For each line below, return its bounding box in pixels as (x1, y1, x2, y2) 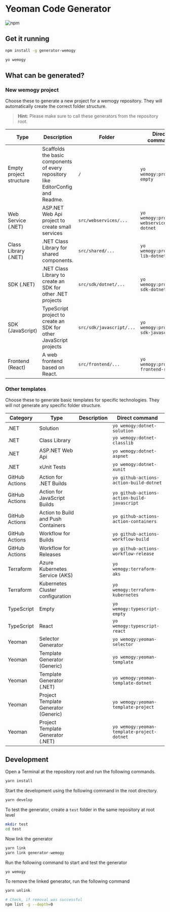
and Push (39, 516, 62, 523)
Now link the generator (5, 835, 53, 842)
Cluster (39, 587, 57, 594)
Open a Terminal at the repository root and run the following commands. (5, 769, 156, 775)
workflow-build (112, 536, 149, 542)
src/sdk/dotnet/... (78, 282, 125, 287)
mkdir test (5, 822, 28, 827)
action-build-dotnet (112, 480, 162, 486)
